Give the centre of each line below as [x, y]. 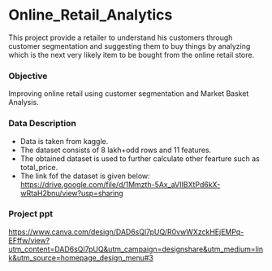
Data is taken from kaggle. [64, 141]
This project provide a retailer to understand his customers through [121, 37]
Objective [28, 76]
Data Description [43, 124]
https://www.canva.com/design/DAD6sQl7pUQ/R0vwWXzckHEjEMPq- [126, 232]
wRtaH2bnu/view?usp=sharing [71, 193]
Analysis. [24, 103]
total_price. [39, 167]
